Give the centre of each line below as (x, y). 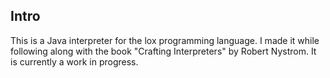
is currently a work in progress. (74, 61)
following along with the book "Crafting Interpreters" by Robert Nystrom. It (163, 51)
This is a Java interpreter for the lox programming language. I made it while (165, 40)
